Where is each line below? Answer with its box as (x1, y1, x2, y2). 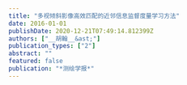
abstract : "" (8, 49, 53, 57)
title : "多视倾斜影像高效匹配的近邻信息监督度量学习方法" (8, 11, 180, 20)
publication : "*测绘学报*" (8, 65, 95, 73)
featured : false (8, 57, 63, 66)
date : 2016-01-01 (8, 19, 67, 28)
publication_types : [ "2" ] (8, 42, 96, 50)
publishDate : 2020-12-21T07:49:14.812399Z (8, 27, 154, 35)
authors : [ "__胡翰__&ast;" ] (8, 34, 101, 43)
